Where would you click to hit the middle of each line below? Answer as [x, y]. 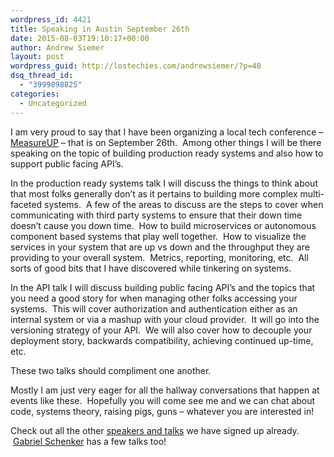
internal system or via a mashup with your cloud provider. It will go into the [165, 319]
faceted [26, 204]
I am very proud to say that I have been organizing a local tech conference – [167, 132]
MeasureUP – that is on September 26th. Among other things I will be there [166, 142]
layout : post [37, 57]
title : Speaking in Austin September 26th [100, 29]
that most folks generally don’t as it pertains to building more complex [154, 193]
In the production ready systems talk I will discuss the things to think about [164, 183]
